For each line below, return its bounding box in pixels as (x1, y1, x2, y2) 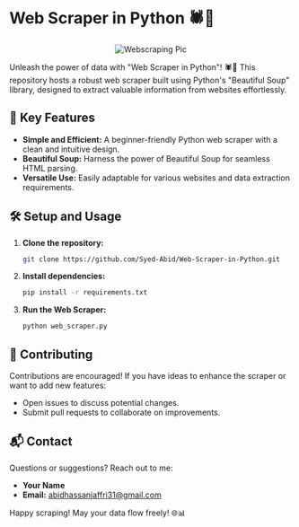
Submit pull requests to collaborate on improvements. (22, 407, 221, 417)
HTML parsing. (22, 162, 78, 173)
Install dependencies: (22, 271, 106, 282)
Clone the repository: (22, 237, 104, 248)
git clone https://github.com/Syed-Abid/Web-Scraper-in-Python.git (22, 254, 280, 264)
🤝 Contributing (9, 347, 93, 362)
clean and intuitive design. (22, 144, 120, 154)
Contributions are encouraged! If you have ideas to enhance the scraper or (9, 371, 286, 381)
